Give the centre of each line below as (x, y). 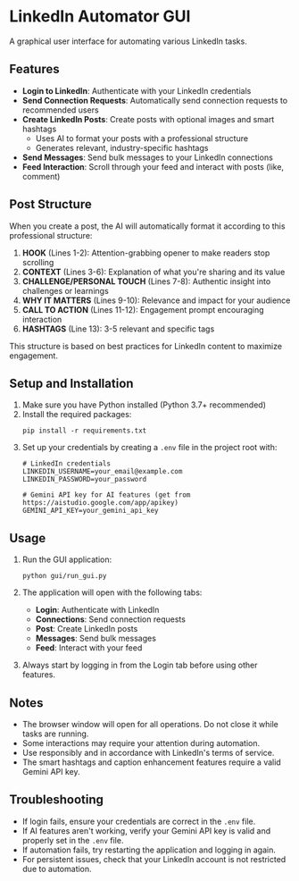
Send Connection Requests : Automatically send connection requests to (155, 100)
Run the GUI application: (67, 559)
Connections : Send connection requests (110, 619)
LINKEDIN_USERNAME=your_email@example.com (102, 472)
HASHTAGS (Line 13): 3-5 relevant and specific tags (118, 329)
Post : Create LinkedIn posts (87, 629)
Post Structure (50, 204)
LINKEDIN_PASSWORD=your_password (84, 480)
